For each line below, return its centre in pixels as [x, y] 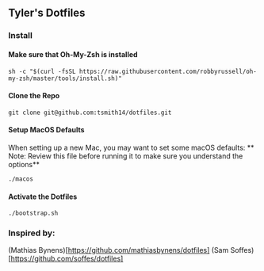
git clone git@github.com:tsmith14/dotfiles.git [90, 113]
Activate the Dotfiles [43, 197]
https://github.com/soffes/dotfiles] [67, 259]
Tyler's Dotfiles [47, 13]
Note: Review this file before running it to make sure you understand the [126, 156]
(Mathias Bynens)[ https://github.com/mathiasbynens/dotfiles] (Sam [119, 250]
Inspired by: [32, 233]
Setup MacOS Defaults [46, 130]
